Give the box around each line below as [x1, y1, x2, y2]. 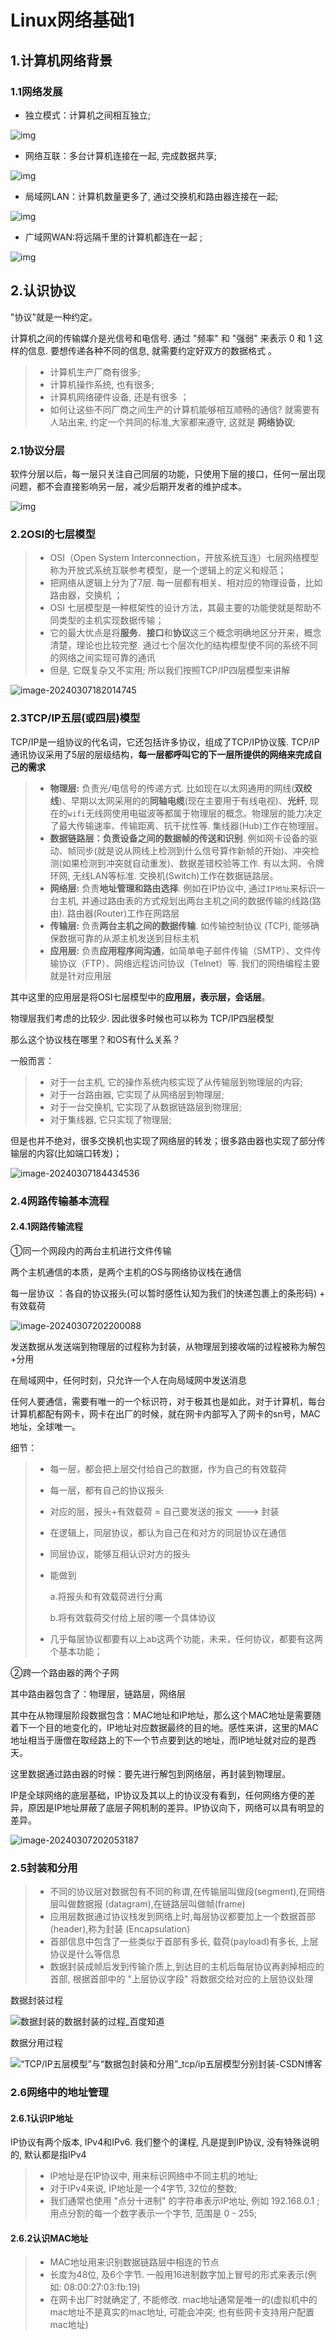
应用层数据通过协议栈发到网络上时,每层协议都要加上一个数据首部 [49, 1911, 316, 1922]
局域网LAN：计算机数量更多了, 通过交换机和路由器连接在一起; [24, 190, 279, 202]
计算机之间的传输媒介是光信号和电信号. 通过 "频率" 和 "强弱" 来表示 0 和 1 [10, 332, 313, 344]
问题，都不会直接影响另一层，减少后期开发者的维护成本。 [10, 480, 247, 492]
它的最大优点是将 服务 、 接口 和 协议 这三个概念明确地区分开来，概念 [49, 627, 322, 639]
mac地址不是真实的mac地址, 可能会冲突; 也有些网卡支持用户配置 [49, 2306, 315, 2318]
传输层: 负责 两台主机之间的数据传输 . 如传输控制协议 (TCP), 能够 [49, 919, 312, 931]
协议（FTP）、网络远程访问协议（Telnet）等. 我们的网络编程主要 [58, 957, 321, 969]
